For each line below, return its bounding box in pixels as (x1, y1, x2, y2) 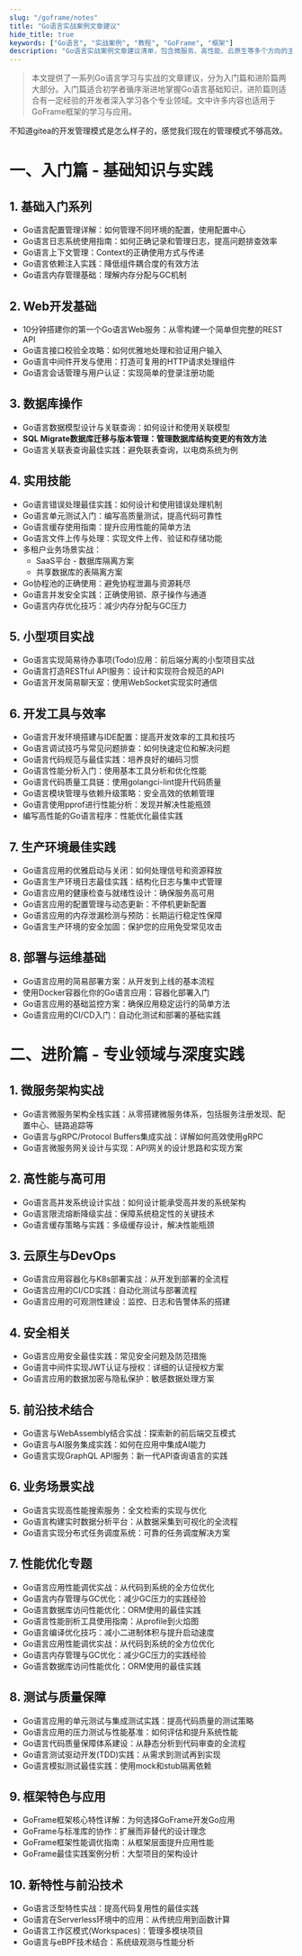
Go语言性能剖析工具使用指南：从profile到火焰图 (22, 1616, 200, 1626)
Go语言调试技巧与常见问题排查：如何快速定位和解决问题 (22, 743, 231, 754)
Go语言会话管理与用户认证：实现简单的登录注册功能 (22, 367, 215, 378)
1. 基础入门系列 (9, 199, 93, 214)
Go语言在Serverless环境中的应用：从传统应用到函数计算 (22, 1915, 231, 1925)
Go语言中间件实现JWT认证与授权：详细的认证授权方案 (22, 1362, 225, 1373)
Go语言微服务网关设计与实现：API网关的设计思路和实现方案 (22, 1142, 243, 1153)
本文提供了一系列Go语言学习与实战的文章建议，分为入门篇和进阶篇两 (31, 73, 287, 84)
